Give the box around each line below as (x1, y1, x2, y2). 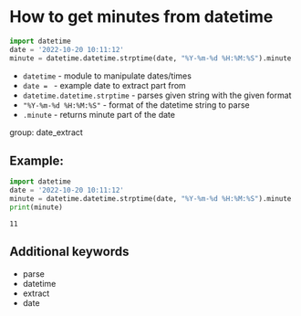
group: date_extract (9, 126, 84, 138)
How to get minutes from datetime (9, 6, 274, 27)
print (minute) (9, 203, 64, 212)
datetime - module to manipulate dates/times (22, 70, 192, 81)
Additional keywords (9, 244, 130, 259)
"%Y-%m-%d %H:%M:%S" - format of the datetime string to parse (22, 99, 251, 111)
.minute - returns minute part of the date (22, 109, 176, 120)
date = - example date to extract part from (22, 79, 187, 90)
